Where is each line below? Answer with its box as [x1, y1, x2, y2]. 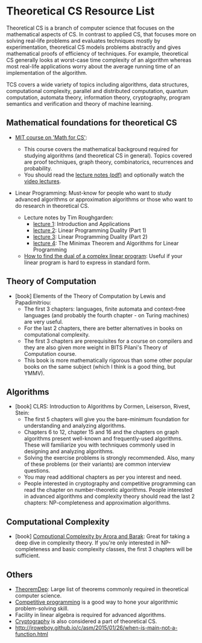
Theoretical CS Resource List [6, 4, 155, 18]
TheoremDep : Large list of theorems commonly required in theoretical [14, 586, 189, 593]
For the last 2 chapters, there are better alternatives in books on [24, 325, 183, 332]
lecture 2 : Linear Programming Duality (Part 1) [33, 227, 147, 234]
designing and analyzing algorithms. [24, 448, 115, 455]
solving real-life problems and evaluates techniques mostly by [6, 37, 161, 44]
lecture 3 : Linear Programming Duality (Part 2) [33, 233, 148, 240]
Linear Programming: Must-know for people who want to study [14, 189, 172, 196]
